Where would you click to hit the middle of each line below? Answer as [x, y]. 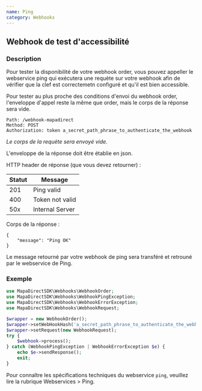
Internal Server [54, 210]
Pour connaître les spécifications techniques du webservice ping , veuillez [97, 375]
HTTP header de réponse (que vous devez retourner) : [74, 165]
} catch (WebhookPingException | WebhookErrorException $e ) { [86, 347]
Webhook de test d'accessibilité [68, 42]
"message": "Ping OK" [44, 241]
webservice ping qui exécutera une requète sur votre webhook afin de [93, 78]
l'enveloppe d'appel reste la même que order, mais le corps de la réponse [97, 103]
